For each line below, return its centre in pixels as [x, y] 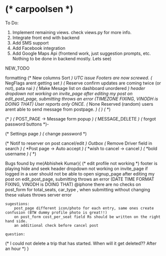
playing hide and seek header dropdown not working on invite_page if [77, 169]
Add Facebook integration [39, 48]
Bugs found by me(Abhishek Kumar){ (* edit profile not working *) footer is [81, 163]
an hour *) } [17, 249]
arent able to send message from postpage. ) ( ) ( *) [58, 109]
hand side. [16, 221]
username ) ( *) [21, 154]
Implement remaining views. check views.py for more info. [72, 32]
